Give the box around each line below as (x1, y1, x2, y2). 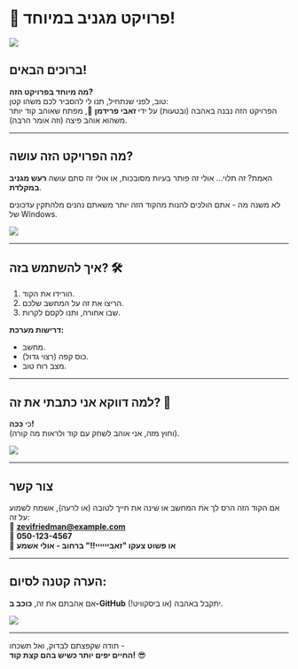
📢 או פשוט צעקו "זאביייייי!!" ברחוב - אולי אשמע (9, 540, 176, 551)
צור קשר (9, 479, 53, 494)
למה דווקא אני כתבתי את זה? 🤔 (9, 395, 171, 410)
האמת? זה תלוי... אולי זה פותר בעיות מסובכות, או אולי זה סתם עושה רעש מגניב (9, 173, 273, 183)
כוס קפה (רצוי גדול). (21, 351, 89, 362)
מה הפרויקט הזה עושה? (9, 149, 134, 164)
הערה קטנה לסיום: (9, 574, 107, 590)
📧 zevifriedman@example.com (9, 521, 126, 532)
